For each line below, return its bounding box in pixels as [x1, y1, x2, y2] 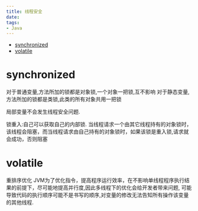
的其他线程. [6, 199, 34, 206]
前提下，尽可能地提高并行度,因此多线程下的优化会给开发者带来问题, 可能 [16, 184, 192, 192]
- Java [6, 25, 22, 31]
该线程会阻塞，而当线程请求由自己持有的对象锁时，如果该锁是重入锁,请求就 [6, 128, 189, 136]
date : [6, 14, 20, 20]
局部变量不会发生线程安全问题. [6, 108, 81, 116]
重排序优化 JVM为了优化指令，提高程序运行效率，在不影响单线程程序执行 [6, 177, 185, 184]
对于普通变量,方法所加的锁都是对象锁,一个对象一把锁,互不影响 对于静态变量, [6, 88, 190, 95]
